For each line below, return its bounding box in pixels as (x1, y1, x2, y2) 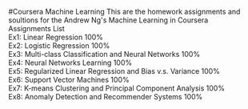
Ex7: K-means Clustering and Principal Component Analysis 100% (8, 83, 226, 93)
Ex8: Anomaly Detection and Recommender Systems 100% (8, 92, 203, 101)
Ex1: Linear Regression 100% (8, 32, 104, 42)
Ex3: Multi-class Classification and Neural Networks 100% (8, 50, 201, 59)
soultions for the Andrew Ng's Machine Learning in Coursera (8, 15, 209, 25)
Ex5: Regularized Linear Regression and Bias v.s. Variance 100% (8, 67, 220, 75)
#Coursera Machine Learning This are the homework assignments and (8, 7, 241, 16)
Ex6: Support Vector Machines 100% (8, 75, 130, 84)
